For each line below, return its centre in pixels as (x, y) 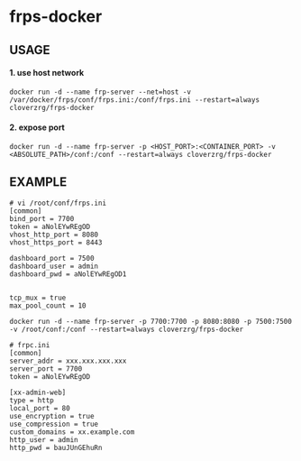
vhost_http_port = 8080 (54, 235)
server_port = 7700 (46, 369)
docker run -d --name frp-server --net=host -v (100, 92)
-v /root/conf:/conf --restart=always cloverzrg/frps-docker (127, 329)
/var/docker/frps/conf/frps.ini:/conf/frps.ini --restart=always (134, 100)
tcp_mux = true (38, 298)
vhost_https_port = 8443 (56, 242)
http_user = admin (44, 439)
